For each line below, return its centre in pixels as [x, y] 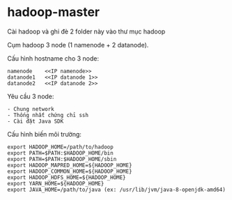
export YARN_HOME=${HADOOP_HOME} [56, 183]
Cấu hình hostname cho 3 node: [53, 58]
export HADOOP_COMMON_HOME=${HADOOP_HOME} [70, 171]
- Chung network [31, 109]
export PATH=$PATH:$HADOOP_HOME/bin [60, 153]
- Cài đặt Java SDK [36, 121]
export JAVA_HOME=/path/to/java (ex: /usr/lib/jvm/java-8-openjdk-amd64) [117, 190]
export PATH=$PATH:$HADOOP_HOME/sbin [62, 159]
